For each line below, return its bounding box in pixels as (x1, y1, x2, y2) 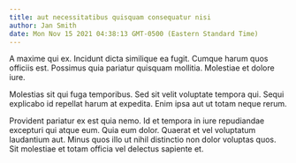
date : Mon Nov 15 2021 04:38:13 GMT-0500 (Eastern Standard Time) (9, 29, 259, 38)
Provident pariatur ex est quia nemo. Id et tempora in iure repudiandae (9, 115, 265, 126)
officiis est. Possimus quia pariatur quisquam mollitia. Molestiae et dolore (9, 63, 276, 73)
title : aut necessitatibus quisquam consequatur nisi (9, 12, 212, 22)
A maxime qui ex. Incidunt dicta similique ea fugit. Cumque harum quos (9, 54, 269, 64)
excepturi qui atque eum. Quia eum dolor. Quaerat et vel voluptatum (9, 125, 256, 136)
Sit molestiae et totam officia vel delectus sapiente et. (9, 144, 204, 154)
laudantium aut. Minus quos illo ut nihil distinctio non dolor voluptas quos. (9, 134, 277, 145)
